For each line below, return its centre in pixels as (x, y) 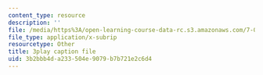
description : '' (34, 23)
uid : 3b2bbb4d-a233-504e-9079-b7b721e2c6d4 (80, 59)
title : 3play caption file (52, 52)
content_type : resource (47, 15)
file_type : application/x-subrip (63, 37)
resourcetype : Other (42, 45)
